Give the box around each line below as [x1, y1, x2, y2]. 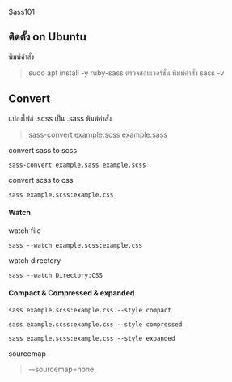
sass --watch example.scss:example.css [8, 241, 143, 249]
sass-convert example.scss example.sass [27, 129, 168, 139]
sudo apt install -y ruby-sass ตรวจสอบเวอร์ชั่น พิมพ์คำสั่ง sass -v [27, 68, 225, 78]
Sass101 [8, 7, 35, 16]
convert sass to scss [8, 145, 78, 155]
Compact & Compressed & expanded [8, 288, 135, 298]
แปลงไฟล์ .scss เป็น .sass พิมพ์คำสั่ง [8, 113, 112, 123]
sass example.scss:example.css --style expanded [8, 335, 175, 343]
